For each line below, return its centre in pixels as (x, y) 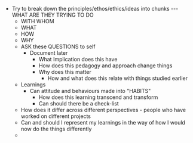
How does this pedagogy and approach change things (105, 66)
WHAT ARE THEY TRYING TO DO (53, 15)
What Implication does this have (78, 59)
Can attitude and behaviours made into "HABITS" (90, 91)
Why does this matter (65, 72)
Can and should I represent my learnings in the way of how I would (103, 122)
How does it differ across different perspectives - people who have (103, 110)
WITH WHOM (38, 21)
